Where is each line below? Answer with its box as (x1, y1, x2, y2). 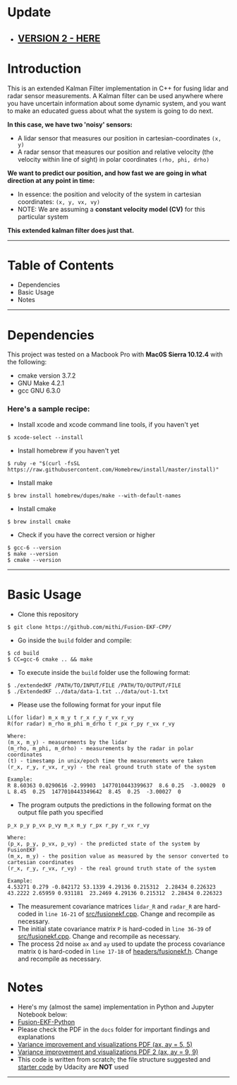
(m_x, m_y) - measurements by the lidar (7, 738, 128, 745)
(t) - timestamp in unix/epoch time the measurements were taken (7, 757, 203, 765)
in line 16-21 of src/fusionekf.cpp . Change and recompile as (37, 909, 215, 918)
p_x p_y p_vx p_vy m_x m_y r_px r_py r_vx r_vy (7, 822, 150, 829)
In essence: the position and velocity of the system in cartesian (17, 190, 202, 198)
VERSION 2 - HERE (17, 32, 101, 44)
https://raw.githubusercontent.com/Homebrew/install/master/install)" (7, 466, 219, 473)
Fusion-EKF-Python (17, 1017, 75, 1026)
